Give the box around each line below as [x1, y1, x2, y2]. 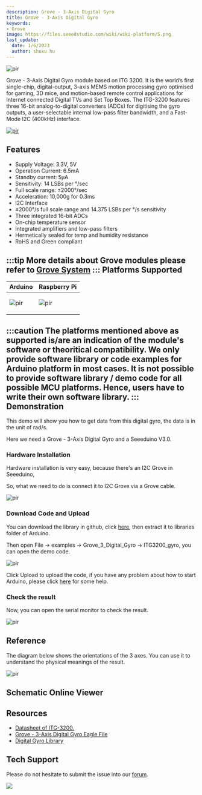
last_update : [6, 37, 39, 43]
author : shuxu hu [11, 48, 55, 54]
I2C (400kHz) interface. [22, 115, 81, 122]
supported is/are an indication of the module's [6, 335, 185, 345]
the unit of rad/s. [6, 424, 48, 431]
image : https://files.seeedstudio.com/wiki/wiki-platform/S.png [6, 31, 171, 38]
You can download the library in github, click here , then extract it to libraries [6, 523, 195, 530]
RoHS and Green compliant [14, 237, 83, 245]
